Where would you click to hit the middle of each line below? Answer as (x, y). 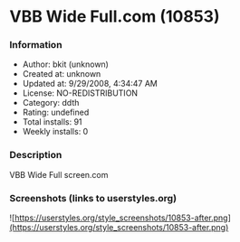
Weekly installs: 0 (55, 132)
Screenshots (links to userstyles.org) (93, 198)
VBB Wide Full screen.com (59, 174)
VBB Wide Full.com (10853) (115, 17)
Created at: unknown (62, 74)
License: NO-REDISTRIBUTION (80, 93)
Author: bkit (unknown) (65, 64)
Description (36, 155)
